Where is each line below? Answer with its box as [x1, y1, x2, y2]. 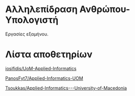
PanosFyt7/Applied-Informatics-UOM [5, 75, 84, 81]
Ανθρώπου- [79, 4, 130, 15]
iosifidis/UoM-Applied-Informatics [5, 65, 77, 71]
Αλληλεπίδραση [5, 4, 78, 15]
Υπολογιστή [5, 14, 59, 26]
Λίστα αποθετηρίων [5, 49, 93, 60]
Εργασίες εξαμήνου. [5, 31, 49, 37]
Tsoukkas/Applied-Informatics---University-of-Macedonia [5, 85, 127, 91]
